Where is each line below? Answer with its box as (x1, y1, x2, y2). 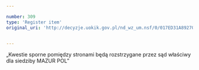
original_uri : (6, 25, 41, 31)
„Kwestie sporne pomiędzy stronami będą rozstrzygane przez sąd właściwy (6, 51, 191, 58)
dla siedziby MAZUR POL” (6, 57, 70, 65)
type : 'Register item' (6, 19, 62, 25)
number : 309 (6, 14, 36, 19)
